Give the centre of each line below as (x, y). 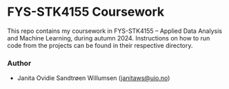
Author (19, 63)
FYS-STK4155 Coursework (86, 12)
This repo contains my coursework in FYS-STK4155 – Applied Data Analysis (115, 31)
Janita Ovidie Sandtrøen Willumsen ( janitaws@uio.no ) (93, 78)
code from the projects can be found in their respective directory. (100, 45)
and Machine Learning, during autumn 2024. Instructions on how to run (109, 38)
